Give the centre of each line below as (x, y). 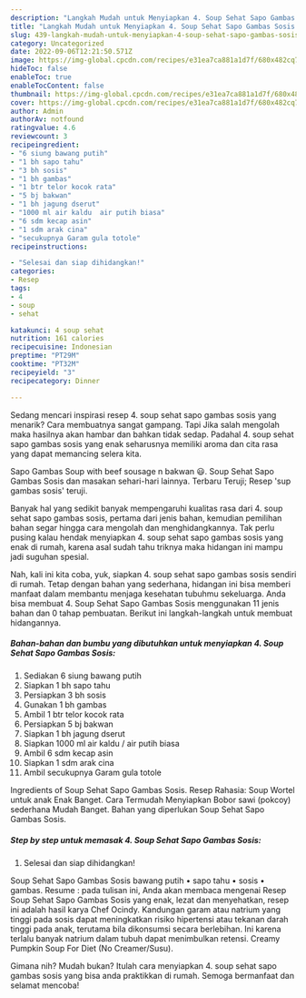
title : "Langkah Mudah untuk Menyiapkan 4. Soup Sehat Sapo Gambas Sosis (153, 26)
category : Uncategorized (57, 43)
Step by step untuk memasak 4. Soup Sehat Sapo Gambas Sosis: (136, 840)
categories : (33, 271)
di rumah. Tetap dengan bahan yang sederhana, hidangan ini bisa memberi (151, 584)
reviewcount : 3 (39, 137)
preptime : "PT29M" (45, 356)
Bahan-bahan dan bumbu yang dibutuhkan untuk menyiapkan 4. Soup (147, 644)
